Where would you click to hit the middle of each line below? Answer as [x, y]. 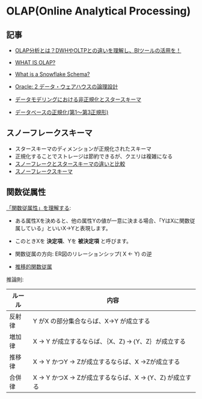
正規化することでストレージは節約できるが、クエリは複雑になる [94, 156]
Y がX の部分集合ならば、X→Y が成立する [91, 321]
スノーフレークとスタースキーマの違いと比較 [70, 163]
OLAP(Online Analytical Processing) [99, 11]
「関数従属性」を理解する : [39, 208]
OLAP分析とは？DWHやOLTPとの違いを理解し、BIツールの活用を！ [98, 50]
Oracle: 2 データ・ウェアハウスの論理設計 [66, 86]
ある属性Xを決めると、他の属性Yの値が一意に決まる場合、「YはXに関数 [103, 221]
